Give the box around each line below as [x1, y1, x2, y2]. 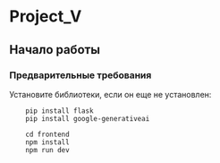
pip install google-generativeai [25, 114, 150, 123]
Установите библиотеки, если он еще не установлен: [9, 89, 212, 99]
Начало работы [9, 42, 101, 57]
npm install [25, 137, 70, 147]
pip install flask [25, 106, 94, 116]
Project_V [9, 6, 82, 27]
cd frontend [25, 130, 70, 139]
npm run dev [25, 145, 70, 154]
